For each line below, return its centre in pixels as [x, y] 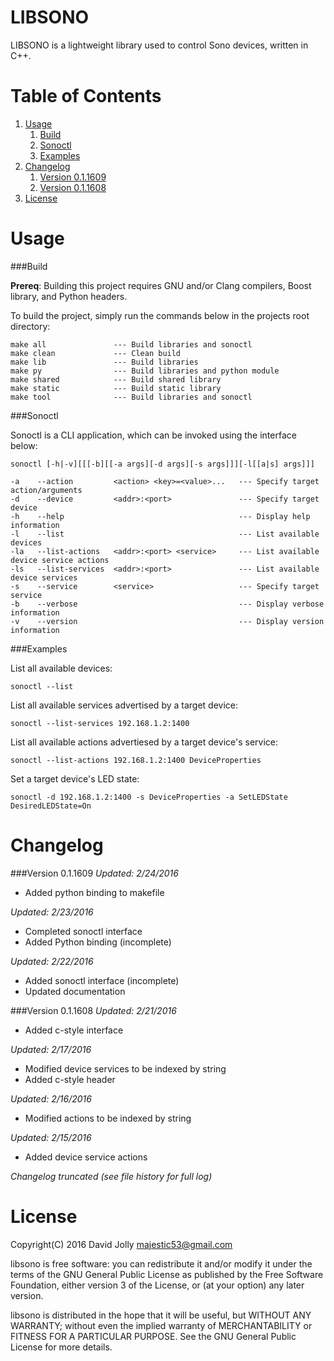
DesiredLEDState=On [51, 806]
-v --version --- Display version [167, 621]
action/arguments [46, 490]
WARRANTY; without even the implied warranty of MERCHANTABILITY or [161, 1325]
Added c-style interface [74, 1030]
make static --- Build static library [116, 388]
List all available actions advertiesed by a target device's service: [144, 742]
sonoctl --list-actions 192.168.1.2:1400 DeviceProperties [136, 760]
